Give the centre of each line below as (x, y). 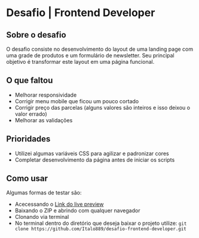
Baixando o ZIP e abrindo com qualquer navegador (77, 211)
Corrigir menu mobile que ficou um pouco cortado (77, 101)
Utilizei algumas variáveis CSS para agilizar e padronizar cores (92, 153)
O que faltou (30, 81)
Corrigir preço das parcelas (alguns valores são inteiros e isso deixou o (102, 107)
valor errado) (31, 114)
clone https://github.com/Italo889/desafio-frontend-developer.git (100, 229)
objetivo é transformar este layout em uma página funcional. (80, 62)
